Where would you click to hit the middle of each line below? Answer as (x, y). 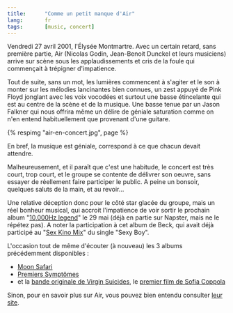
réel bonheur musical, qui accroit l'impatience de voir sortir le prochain (109, 211)
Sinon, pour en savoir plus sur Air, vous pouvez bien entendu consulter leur (115, 295)
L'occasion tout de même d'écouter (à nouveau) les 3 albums (95, 246)
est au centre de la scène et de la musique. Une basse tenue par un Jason (114, 105)
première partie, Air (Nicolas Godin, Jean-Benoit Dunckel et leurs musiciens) (117, 54)
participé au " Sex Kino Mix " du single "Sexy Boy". (78, 232)
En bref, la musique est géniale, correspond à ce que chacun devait (104, 146)
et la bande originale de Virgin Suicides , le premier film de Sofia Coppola (121, 282)
